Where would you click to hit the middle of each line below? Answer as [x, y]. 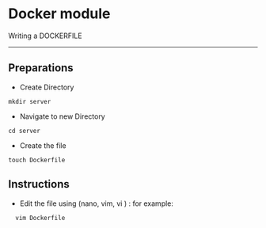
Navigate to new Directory [62, 116]
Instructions [39, 184]
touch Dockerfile [37, 160]
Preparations [41, 68]
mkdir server [30, 101]
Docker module [59, 14]
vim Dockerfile [40, 218]
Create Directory [47, 87]
